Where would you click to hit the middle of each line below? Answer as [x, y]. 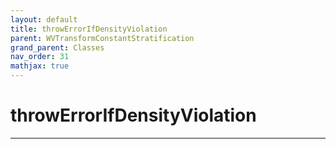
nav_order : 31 [40, 57]
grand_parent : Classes [57, 47]
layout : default [44, 19]
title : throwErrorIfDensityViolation [89, 29]
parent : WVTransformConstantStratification [102, 38]
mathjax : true [40, 66]
